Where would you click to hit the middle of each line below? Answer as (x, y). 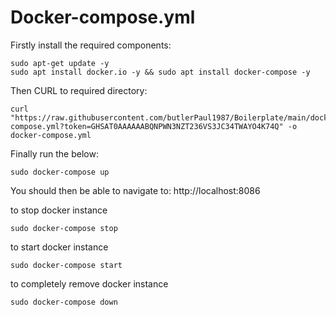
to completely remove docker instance (89, 283)
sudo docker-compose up (60, 172)
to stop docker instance (59, 210)
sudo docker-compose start (66, 265)
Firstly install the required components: (91, 45)
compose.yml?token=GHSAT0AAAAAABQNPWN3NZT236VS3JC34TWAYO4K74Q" (147, 126)
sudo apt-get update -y (60, 63)
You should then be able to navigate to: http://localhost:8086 (135, 190)
